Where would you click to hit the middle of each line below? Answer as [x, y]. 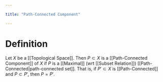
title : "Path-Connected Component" [43, 14]
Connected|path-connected [35, 68]
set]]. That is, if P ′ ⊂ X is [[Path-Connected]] [111, 68]
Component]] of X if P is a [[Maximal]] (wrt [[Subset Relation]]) [71, 63]
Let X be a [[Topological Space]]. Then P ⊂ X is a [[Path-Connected [76, 58]
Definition [27, 44]
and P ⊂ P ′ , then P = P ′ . [30, 74]
